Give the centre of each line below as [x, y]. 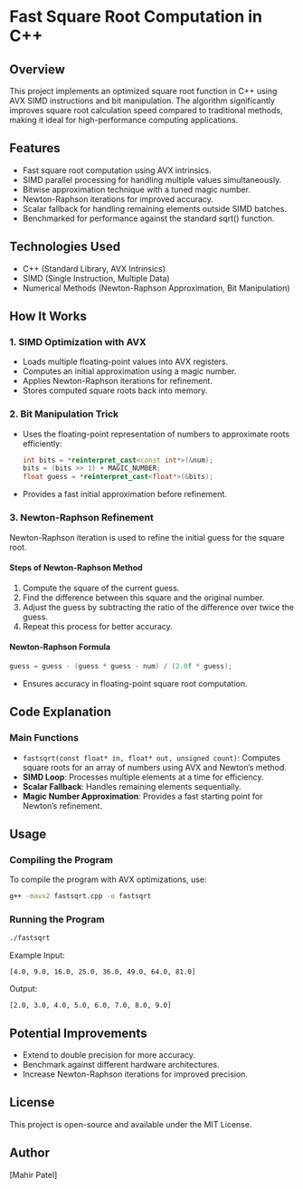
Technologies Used [65, 247]
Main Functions [44, 738]
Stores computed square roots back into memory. [115, 390]
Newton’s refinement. [62, 805]
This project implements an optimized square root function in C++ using [143, 91]
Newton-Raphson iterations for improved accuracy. [118, 199]
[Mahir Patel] [33, 1175]
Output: [24, 989]
